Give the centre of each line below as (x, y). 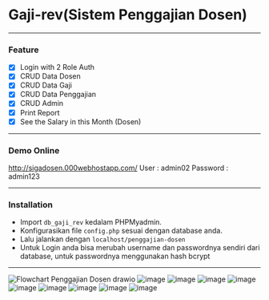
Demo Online (34, 150)
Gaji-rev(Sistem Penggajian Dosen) (128, 15)
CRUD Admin (42, 103)
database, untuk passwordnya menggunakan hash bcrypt (115, 256)
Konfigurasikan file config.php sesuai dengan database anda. (121, 231)
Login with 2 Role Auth (57, 67)
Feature (24, 50)
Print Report (40, 112)
